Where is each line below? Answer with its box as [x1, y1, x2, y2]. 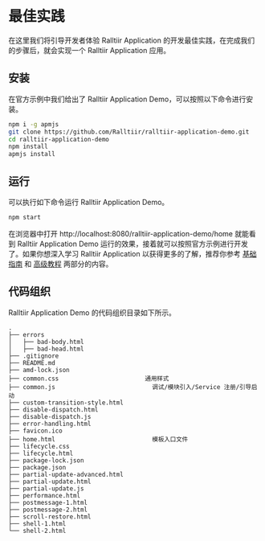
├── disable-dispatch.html [8, 405, 99, 414]
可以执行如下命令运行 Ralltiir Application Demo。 [8, 197, 169, 207]
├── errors [8, 330, 45, 338]
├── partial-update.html [8, 477, 92, 486]
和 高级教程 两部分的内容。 [23, 259, 113, 268]
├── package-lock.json [8, 456, 84, 465]
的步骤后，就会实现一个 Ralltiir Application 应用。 [8, 45, 171, 55]
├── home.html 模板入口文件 [8, 435, 189, 443]
